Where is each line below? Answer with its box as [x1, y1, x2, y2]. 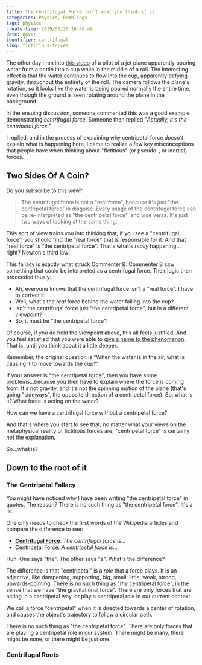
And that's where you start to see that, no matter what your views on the [6, 421, 186, 428]
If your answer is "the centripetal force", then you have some [6, 371, 157, 378]
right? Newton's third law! [6, 248, 71, 256]
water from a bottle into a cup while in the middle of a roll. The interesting [6, 65, 189, 73]
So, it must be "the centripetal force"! [14, 317, 108, 324]
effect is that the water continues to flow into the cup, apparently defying [6, 72, 188, 79]
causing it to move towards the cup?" [6, 360, 99, 367]
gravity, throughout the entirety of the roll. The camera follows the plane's [6, 78, 190, 85]
